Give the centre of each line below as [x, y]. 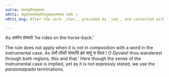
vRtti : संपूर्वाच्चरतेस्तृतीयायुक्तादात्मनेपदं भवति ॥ [41, 14]
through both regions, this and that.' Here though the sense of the [73, 58]
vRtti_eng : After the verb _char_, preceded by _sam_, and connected [80, 19]
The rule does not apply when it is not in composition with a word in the [79, 47]
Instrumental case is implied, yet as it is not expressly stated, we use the [80, 64]
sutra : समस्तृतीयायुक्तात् [25, 10]
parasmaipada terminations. [35, 69]
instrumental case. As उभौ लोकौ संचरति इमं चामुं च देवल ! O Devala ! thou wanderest [84, 53]
